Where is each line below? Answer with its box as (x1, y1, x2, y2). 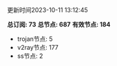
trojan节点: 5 (17, 35, 53, 43)
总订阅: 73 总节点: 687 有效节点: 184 (7, 20, 111, 29)
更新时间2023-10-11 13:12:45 (7, 6, 88, 14)
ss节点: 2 (17, 52, 43, 60)
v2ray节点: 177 (17, 44, 58, 51)
